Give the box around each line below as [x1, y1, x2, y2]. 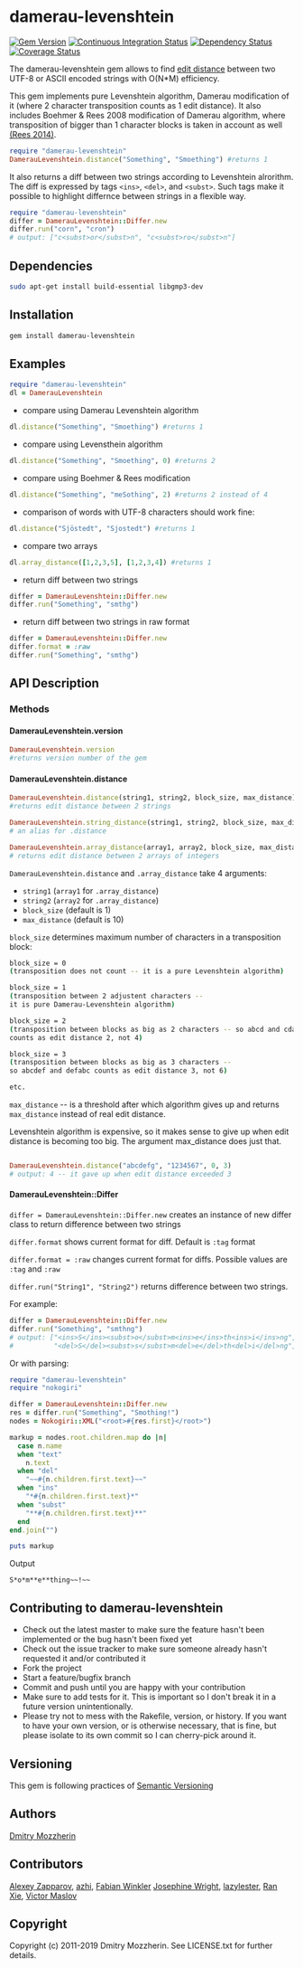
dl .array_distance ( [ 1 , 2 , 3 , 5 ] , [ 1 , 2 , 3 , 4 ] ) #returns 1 [9, 558, 212, 567]
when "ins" [17, 1483, 59, 1493]
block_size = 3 [9, 1049, 67, 1059]
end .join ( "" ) [9, 1526, 59, 1535]
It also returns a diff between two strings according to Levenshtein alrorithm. [9, 171, 294, 182]
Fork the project [22, 1662, 83, 1674]
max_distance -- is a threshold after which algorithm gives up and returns [9, 1099, 280, 1110]
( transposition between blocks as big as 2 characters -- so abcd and [9, 1025, 280, 1034]
